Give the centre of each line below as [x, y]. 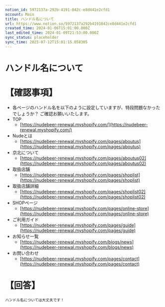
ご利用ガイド [25, 220]
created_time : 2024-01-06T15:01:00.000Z [48, 28]
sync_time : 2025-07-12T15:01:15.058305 [46, 42]
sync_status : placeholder [32, 38]
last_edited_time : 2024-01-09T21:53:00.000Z [52, 33]
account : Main [20, 14]
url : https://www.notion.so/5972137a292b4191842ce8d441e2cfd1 [71, 24]
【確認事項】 [32, 93]
